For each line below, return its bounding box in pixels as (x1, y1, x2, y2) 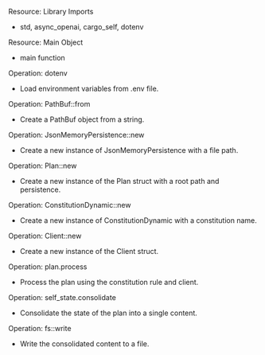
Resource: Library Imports (8, 7, 94, 16)
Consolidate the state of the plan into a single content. (19, 308, 197, 318)
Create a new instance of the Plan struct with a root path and (19, 177, 220, 185)
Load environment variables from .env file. (19, 84, 159, 93)
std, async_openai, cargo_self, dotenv (19, 22, 144, 31)
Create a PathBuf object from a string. (19, 115, 145, 124)
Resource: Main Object (8, 37, 84, 47)
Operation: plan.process (8, 262, 88, 271)
